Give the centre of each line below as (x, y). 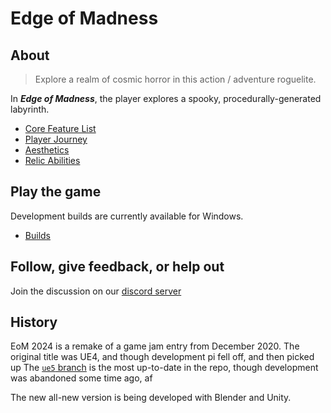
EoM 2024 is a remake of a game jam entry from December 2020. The (155, 346)
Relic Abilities (52, 160)
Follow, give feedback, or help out (117, 267)
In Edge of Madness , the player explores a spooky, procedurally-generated (166, 98)
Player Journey (56, 139)
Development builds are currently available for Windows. (127, 216)
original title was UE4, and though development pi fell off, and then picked (162, 357)
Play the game (56, 192)
